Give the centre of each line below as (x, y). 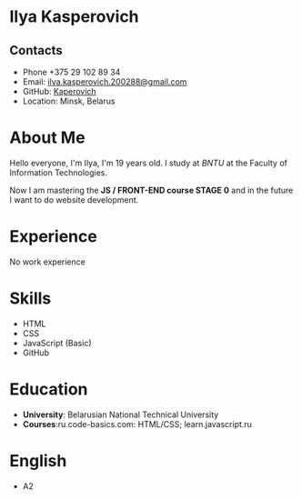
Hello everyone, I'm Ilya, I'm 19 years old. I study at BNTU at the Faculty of (149, 163)
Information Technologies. (58, 172)
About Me (47, 138)
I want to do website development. (74, 200)
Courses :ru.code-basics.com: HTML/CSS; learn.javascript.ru (137, 424)
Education (49, 389)
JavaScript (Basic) (57, 343)
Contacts (36, 50)
